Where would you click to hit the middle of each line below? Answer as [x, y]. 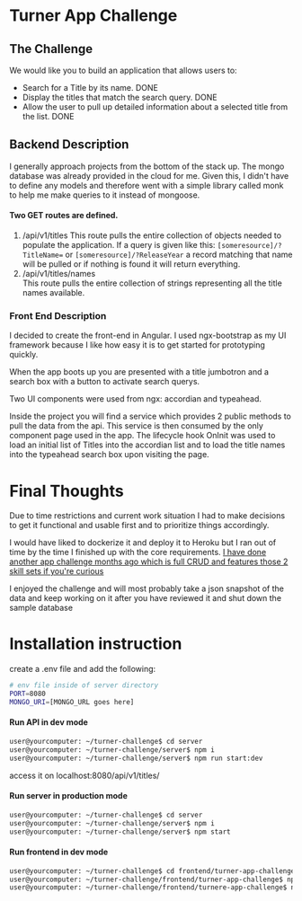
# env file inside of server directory [84, 685]
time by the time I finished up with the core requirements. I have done [138, 552]
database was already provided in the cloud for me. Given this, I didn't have [149, 175]
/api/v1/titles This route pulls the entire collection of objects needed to [151, 235]
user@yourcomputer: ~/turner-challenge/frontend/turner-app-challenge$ [146, 879]
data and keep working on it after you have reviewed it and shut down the [145, 598]
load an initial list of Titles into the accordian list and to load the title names [147, 445]
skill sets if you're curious [57, 571]
